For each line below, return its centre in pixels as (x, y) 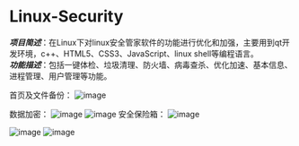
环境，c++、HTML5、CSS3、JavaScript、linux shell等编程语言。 (137, 53)
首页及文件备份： (41, 95)
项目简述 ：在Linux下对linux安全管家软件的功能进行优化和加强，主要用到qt (146, 42)
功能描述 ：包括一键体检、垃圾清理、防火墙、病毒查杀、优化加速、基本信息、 (151, 64)
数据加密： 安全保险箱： (88, 114)
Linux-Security (66, 17)
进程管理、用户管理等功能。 (61, 76)
